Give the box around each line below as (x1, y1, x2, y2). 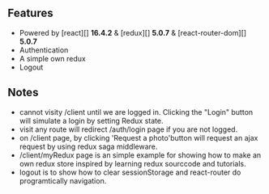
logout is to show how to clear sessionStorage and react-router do (19, 167, 241, 177)
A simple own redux (19, 53, 87, 63)
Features (7, 6, 53, 20)
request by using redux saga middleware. (19, 141, 158, 151)
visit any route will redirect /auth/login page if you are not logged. (19, 124, 238, 134)
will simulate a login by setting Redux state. (19, 116, 164, 125)
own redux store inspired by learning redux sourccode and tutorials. (19, 158, 246, 168)
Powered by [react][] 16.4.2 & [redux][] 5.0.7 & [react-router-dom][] (19, 27, 247, 37)
